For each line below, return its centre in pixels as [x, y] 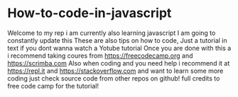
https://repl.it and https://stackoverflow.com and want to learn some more [115, 71]
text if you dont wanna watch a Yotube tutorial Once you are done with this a [119, 48]
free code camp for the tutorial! [53, 86]
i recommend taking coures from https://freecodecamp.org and [100, 56]
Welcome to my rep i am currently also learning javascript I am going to [112, 33]
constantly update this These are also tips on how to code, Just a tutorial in [117, 40]
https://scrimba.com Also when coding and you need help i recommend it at [119, 63]
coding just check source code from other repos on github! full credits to [114, 78]
